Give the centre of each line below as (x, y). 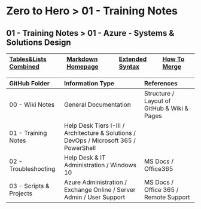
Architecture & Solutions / (100, 133)
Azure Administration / (95, 182)
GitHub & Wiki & (167, 108)
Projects (21, 193)
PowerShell (80, 148)
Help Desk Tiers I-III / (94, 125)
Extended (133, 59)
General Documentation (97, 105)
